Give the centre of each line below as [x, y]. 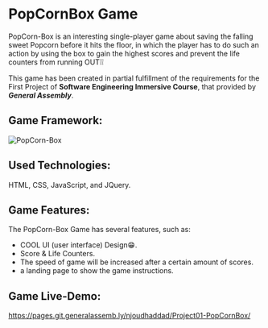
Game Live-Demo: [55, 296]
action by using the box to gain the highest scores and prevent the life [124, 53]
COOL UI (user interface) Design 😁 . [78, 245]
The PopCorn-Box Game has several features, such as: [100, 230]
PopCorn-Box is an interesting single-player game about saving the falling [131, 36]
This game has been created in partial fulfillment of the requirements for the [134, 78]
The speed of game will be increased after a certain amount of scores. [136, 262]
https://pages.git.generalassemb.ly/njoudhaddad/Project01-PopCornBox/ [130, 316]
